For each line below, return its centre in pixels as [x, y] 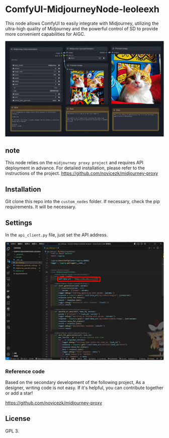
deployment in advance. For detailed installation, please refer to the [75, 168]
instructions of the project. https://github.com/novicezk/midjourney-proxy [82, 173]
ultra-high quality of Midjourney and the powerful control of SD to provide [82, 28]
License [18, 419]
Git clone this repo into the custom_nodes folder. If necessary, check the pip [82, 202]
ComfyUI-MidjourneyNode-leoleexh [82, 9]
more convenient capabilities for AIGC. [45, 34]
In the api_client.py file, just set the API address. [57, 235]
